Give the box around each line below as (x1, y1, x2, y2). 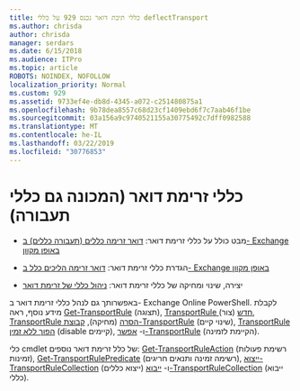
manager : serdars (9, 38, 75, 48)
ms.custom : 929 (9, 88, 66, 97)
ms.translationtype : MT (9, 123, 99, 132)
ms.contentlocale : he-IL (9, 131, 102, 140)
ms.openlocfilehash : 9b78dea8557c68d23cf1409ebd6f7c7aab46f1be (9, 105, 251, 114)
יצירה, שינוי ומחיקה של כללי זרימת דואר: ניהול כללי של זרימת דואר (22, 279, 243, 290)
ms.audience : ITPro (9, 55, 83, 64)
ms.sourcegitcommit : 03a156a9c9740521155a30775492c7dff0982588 (9, 114, 251, 123)
